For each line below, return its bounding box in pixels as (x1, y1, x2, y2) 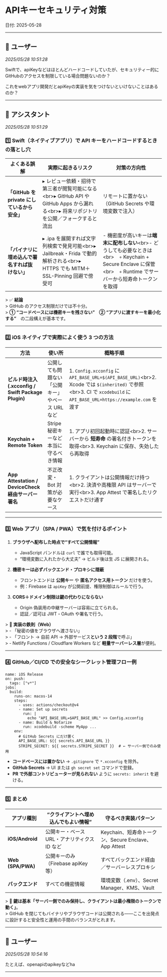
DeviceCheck (7, 484, 40, 490)
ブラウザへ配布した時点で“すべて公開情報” (12, 539, 100, 545)
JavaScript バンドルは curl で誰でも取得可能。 (19, 550, 116, 556)
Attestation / (7, 478, 38, 485)
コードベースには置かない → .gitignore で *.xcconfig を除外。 (12, 758, 142, 764)
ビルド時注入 (7, 376, 38, 383)
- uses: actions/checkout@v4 (18, 702, 79, 708)
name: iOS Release (5, 672, 43, 677)
